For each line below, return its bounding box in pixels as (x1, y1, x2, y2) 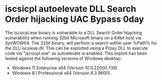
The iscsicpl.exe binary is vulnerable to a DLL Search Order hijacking (5, 30, 142, 35)
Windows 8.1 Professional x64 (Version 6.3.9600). (12, 70, 112, 76)
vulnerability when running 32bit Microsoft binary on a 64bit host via (5, 35, 142, 41)
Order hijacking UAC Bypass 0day (5, 14, 144, 25)
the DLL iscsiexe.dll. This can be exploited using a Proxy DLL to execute (5, 45, 148, 51)
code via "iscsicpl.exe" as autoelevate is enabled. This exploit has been (5, 50, 147, 56)
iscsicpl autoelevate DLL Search (5, 3, 136, 15)
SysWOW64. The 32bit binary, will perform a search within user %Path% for (5, 40, 157, 46)
